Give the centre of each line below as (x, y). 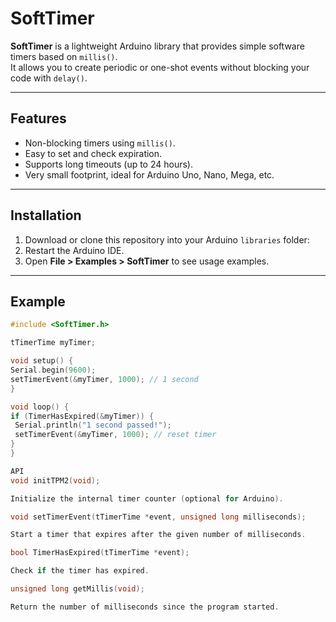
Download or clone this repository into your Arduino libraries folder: (167, 239)
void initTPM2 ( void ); (55, 480)
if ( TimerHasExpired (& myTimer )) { (82, 416)
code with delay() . (49, 78)
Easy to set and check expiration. (93, 153)
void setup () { (42, 361)
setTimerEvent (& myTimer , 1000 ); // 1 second (104, 379)
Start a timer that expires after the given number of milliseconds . (158, 535)
